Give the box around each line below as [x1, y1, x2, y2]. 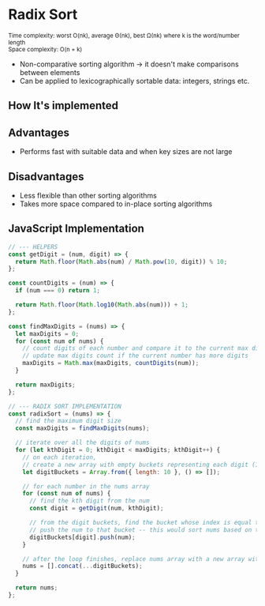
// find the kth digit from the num [28, 497, 150, 505]
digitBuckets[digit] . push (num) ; [28, 533, 136, 541]
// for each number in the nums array [22, 482, 150, 491]
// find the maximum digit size [15, 417, 122, 425]
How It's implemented [8, 99, 118, 112]
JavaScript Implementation [8, 222, 144, 235]
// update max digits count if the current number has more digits [22, 352, 248, 360]
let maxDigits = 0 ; [15, 329, 80, 337]
